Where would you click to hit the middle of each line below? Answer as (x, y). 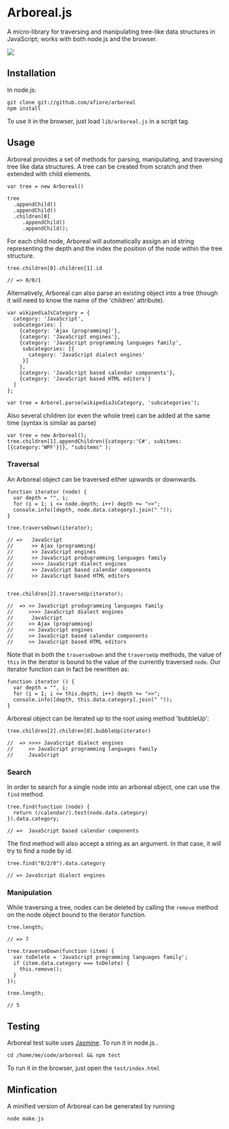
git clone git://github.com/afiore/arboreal (71, 102)
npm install (24, 108)
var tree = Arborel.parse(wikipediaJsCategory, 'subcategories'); (104, 402)
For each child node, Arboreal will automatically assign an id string (100, 241)
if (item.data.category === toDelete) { (71, 963)
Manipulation (30, 893)
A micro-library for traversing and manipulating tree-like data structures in (111, 32)
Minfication (32, 1090)
